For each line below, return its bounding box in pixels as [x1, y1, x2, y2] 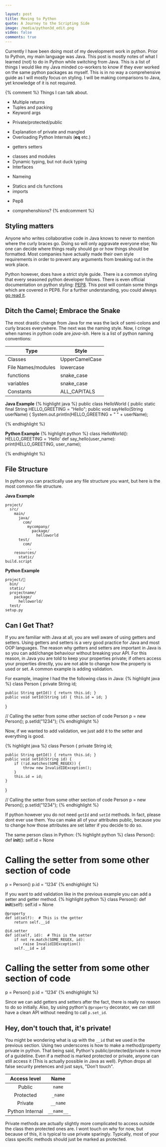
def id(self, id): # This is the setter [5, 933, 92, 938]
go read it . [5, 292, 26, 298]
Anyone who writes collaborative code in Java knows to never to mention [5, 235, 155, 241]
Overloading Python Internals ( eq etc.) [12, 134, 91, 140]
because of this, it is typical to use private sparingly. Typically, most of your [5, 1131, 160, 1137]
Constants [7, 388, 32, 395]
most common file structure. [5, 483, 63, 489]
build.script [5, 559, 32, 564]
